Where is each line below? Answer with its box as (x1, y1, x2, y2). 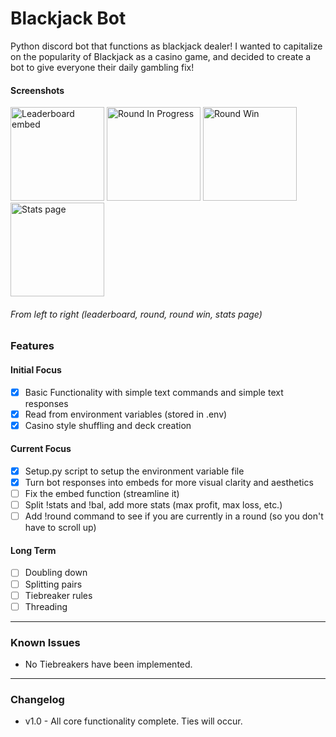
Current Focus (10, 443, 72, 455)
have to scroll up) (24, 522, 97, 534)
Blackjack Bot (10, 7, 127, 30)
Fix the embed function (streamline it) (24, 488, 180, 500)
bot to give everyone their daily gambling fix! (10, 61, 195, 73)
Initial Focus (10, 363, 62, 376)
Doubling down (24, 567, 88, 579)
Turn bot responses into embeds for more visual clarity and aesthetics (24, 477, 314, 488)
